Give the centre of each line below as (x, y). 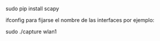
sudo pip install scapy (32, 9)
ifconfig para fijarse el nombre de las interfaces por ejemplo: (80, 20)
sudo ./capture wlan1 (31, 31)
